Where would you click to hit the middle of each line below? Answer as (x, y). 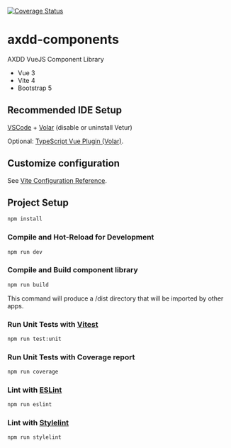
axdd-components (63, 40)
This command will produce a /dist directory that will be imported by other (115, 298)
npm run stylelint (34, 437)
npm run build (28, 285)
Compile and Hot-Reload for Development (81, 237)
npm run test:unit (34, 339)
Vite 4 (26, 80)
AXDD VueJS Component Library (56, 59)
